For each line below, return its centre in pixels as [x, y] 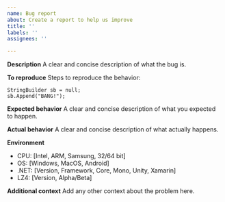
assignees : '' [27, 39]
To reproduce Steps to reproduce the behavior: [74, 78]
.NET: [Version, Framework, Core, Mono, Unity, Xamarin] [96, 171]
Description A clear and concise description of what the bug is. [97, 64]
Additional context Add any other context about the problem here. [101, 191]
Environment [26, 143]
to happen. [22, 116]
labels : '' [23, 33]
